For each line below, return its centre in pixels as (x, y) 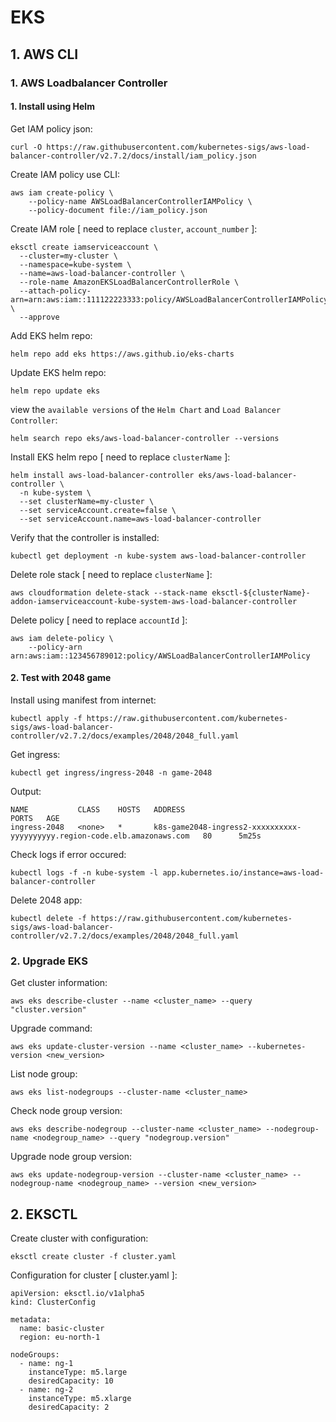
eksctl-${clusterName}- (261, 592)
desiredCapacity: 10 (71, 1381)
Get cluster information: (59, 983)
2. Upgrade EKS (49, 961)
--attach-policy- (55, 291)
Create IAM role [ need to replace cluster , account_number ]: (134, 228)
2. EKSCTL (44, 1214)
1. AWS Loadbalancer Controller (89, 83)
